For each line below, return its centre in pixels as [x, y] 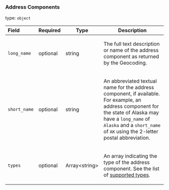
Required [50, 30]
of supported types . [127, 175]
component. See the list [131, 169]
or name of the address [131, 50]
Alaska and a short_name [132, 125]
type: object [18, 18]
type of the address [126, 162]
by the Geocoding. [125, 63]
